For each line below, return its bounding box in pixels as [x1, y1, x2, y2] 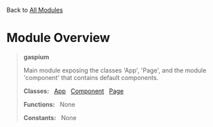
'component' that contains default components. [23, 73, 159, 81]
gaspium [23, 52, 50, 61]
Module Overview [6, 30, 111, 46]
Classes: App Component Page [23, 86, 124, 95]
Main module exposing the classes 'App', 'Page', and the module [23, 66, 207, 75]
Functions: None [23, 100, 76, 108]
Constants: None [23, 113, 77, 121]
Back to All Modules [6, 6, 63, 14]
